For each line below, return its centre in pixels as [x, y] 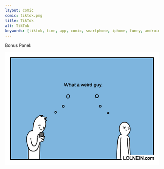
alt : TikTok [17, 26]
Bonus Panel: [18, 45]
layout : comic [20, 10]
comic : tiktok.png [24, 15]
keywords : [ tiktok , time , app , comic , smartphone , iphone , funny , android [83, 31]
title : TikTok [20, 21]
